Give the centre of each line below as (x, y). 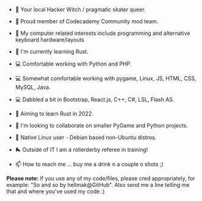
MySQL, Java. (33, 87)
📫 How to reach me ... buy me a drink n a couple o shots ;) (89, 164)
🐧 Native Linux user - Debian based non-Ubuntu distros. (86, 137)
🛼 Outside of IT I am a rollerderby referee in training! (81, 150)
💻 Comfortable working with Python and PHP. (73, 64)
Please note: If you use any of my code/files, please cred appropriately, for (101, 178)
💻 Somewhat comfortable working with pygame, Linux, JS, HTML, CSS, (106, 78)
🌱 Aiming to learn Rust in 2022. (54, 114)
